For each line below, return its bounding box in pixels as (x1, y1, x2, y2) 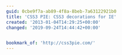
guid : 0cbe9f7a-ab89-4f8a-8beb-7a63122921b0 (6, 8, 117, 14)
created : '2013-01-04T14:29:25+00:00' (6, 19, 101, 25)
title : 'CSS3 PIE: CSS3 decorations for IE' (6, 14, 117, 20)
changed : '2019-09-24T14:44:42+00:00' (6, 24, 101, 31)
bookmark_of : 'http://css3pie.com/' (6, 40, 96, 46)
